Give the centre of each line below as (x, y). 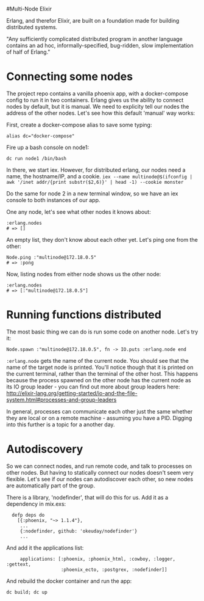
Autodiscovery (45, 449)
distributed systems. (32, 27)
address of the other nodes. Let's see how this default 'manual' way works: (101, 113)
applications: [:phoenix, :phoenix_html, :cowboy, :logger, (97, 559)
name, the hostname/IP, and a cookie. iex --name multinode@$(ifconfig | (100, 176)
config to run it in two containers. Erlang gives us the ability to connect (95, 100)
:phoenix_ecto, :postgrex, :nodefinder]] (114, 570)
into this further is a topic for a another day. (61, 424)
